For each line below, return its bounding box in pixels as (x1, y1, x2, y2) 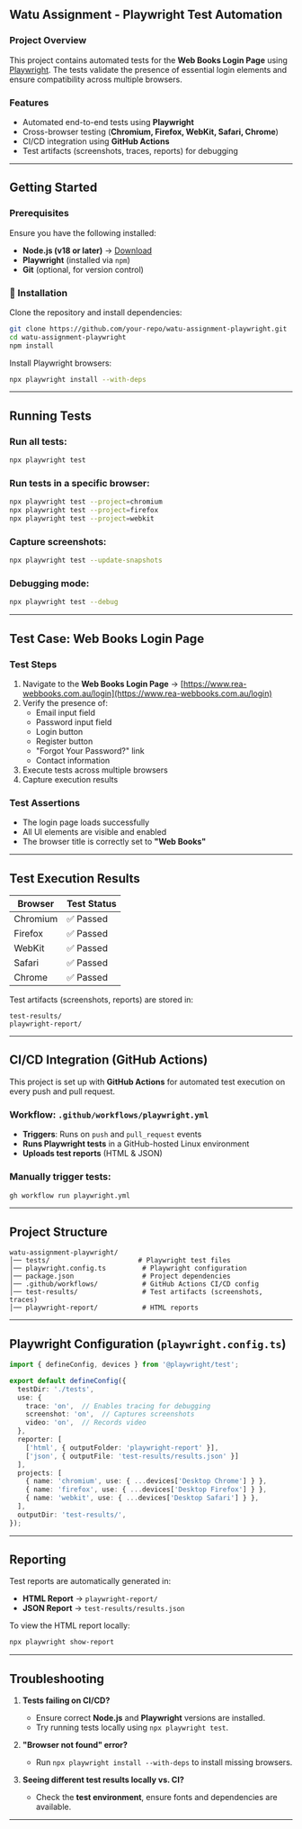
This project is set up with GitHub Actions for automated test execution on (9, 1076, 286, 1087)
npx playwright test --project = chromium (9, 497, 164, 507)
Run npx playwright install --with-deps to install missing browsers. (35, 1757, 293, 1768)
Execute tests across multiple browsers (22, 765, 168, 775)
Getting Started (9, 180, 98, 195)
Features (9, 96, 49, 109)
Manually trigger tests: (9, 1171, 111, 1183)
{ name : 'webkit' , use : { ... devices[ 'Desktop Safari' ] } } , (25, 1494, 259, 1503)
